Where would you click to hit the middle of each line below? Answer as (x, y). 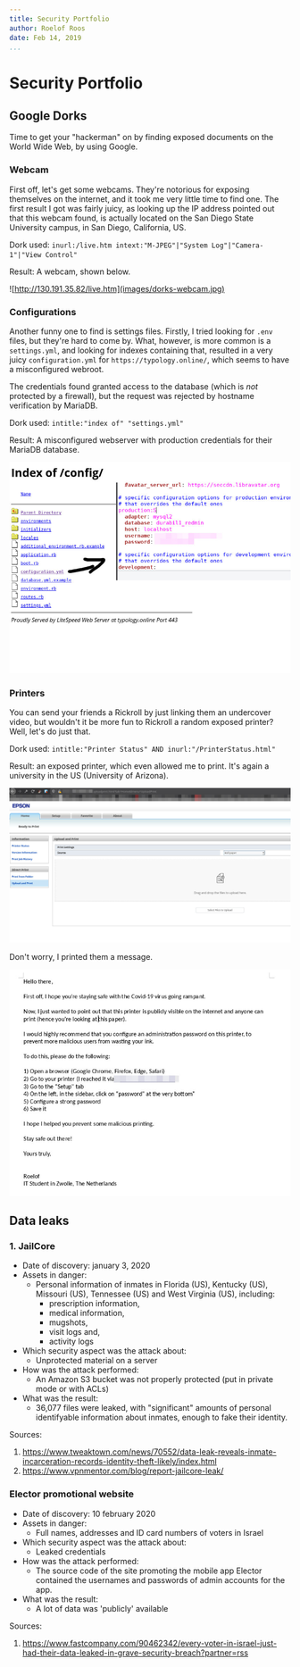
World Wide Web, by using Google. (74, 146)
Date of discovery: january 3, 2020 (86, 1266)
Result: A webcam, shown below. (70, 271)
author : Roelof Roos (48, 28)
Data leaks (39, 1221)
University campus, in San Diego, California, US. (98, 227)
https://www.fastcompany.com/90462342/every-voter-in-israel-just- (150, 1643)
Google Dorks (48, 116)
